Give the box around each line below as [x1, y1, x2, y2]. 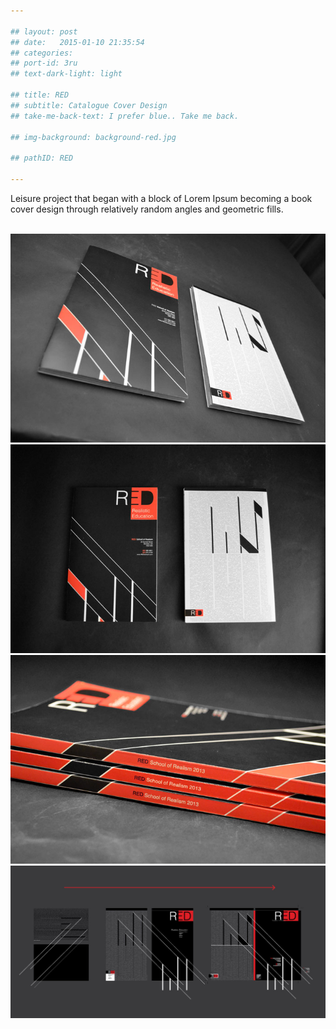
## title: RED [10, 90, 70, 100]
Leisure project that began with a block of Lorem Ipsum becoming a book [10, 192, 313, 204]
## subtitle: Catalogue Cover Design [10, 100, 168, 110]
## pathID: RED [10, 153, 74, 164]
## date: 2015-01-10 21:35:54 [10, 37, 145, 47]
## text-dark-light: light [10, 69, 123, 79]
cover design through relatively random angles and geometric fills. [10, 203, 284, 215]
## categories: [10, 48, 74, 58]
